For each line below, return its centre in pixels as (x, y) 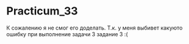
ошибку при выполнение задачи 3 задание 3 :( (67, 34)
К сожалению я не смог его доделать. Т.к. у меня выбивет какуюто (94, 28)
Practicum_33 (42, 11)
